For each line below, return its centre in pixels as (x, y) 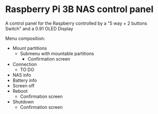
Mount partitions (29, 48)
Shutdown (23, 101)
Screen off (23, 85)
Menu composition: (25, 38)
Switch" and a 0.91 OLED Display (39, 28)
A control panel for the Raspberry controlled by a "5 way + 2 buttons (76, 23)
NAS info (22, 75)
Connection (24, 64)
